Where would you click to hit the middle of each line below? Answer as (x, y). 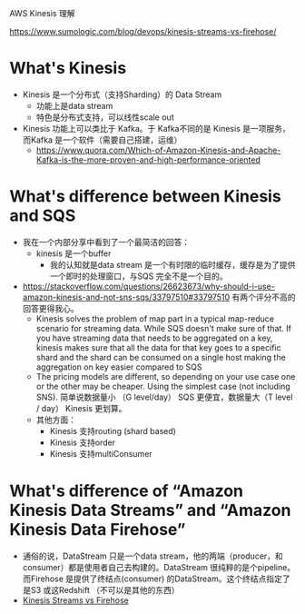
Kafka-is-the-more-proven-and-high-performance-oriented (148, 159)
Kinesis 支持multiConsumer (101, 453)
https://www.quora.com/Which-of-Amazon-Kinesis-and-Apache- (158, 150)
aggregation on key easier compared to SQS (119, 367)
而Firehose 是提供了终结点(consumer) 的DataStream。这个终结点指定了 (156, 579)
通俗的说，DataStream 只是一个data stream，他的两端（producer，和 (152, 556)
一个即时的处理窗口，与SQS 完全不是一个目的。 (138, 276)
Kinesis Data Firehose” (98, 530)
